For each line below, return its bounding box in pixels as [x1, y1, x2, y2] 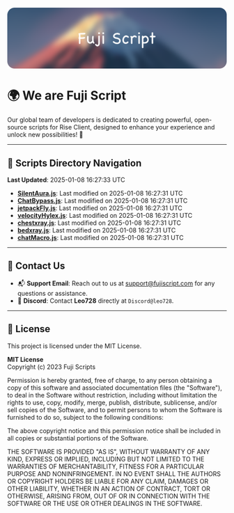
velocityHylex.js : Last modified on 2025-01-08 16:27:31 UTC [17, 212, 193, 220]
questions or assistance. [17, 289, 88, 297]
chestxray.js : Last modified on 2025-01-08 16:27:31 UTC [17, 219, 181, 227]
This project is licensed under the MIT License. [7, 342, 142, 350]
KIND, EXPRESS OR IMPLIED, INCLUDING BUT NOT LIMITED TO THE [7, 455, 205, 463]
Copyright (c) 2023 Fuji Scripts [7, 363, 96, 371]
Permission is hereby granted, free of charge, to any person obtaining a [7, 376, 212, 384]
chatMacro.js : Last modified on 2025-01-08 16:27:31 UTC [17, 234, 184, 242]
